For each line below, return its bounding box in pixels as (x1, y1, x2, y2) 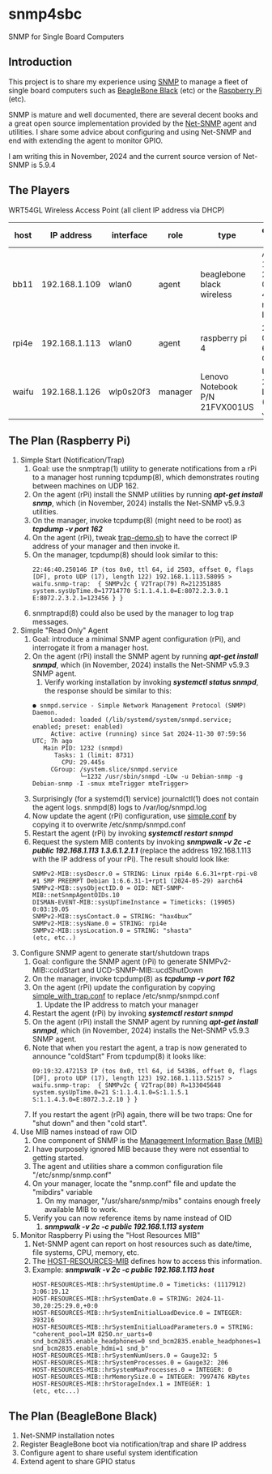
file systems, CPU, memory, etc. (32, 1248, 140, 1257)
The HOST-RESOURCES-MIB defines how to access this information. (32, 1257, 262, 1266)
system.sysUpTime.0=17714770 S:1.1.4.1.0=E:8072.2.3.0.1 (32, 587, 229, 595)
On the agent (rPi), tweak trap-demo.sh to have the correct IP (32, 533, 238, 543)
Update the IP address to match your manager (44, 999, 199, 1010)
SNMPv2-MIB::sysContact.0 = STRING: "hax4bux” (32, 913, 193, 921)
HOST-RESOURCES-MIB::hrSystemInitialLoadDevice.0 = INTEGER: (32, 1309, 243, 1317)
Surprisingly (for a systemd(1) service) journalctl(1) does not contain (32, 794, 259, 804)
